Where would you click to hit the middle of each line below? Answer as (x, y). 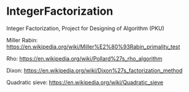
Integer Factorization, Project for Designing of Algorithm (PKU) (85, 28)
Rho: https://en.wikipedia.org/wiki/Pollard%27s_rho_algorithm (84, 58)
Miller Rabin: (22, 40)
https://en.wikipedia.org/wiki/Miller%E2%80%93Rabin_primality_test (93, 47)
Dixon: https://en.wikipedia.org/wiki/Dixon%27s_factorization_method (94, 70)
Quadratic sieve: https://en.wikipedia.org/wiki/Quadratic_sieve (85, 82)
